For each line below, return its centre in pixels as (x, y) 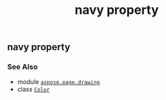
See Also (23, 67)
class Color (33, 90)
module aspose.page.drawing (58, 82)
